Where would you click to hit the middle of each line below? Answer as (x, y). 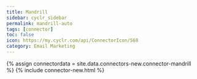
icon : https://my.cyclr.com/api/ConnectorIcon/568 (72, 40)
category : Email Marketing (41, 47)
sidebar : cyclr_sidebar (37, 18)
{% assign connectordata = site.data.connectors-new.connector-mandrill (99, 63)
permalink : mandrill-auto (39, 23)
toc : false (20, 35)
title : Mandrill (27, 12)
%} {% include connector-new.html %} (56, 70)
